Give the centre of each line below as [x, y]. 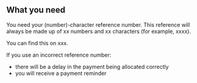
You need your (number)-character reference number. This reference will [98, 24]
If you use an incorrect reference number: [59, 55]
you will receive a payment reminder [61, 73]
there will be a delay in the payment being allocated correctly [92, 67]
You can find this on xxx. [37, 43]
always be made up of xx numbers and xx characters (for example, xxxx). [99, 31]
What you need [36, 10]
